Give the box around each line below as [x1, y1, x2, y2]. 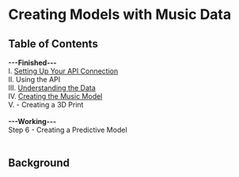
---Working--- [8, 117, 57, 126]
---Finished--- [8, 58, 57, 67]
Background [8, 156, 70, 170]
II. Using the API [8, 75, 61, 84]
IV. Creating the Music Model [8, 92, 103, 100]
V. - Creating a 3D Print [8, 100, 84, 109]
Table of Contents [8, 37, 99, 51]
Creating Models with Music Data [8, 6, 232, 24]
